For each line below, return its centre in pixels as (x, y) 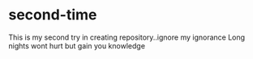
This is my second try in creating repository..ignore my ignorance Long (127, 37)
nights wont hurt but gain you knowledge (77, 45)
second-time (53, 15)
